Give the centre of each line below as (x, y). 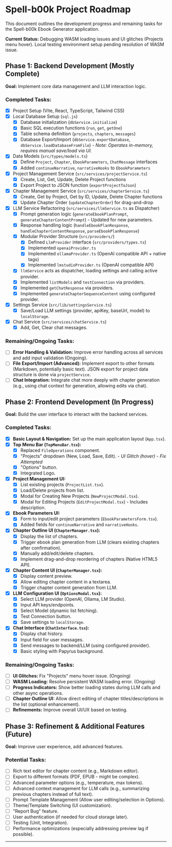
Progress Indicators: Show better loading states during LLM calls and (86, 687)
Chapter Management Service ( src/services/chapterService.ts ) (81, 191)
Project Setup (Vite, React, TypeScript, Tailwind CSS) (69, 111)
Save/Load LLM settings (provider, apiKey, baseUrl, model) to (85, 310)
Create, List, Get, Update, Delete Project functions (73, 179)
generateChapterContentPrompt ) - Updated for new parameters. (87, 220)
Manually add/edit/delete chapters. (57, 553)
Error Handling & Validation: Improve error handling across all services (88, 352)
